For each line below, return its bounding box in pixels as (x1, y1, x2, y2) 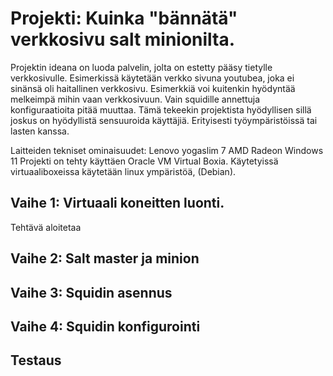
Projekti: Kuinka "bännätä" (10, 7, 238, 30)
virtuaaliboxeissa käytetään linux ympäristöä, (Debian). (10, 165, 237, 177)
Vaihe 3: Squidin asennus (10, 284, 173, 301)
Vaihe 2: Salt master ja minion (10, 250, 200, 267)
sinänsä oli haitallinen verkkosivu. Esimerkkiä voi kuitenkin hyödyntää (10, 82, 296, 94)
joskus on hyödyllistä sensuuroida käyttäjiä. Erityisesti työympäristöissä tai (10, 114, 318, 126)
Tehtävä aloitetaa (10, 221, 82, 233)
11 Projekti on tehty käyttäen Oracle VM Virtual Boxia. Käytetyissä (10, 155, 279, 167)
